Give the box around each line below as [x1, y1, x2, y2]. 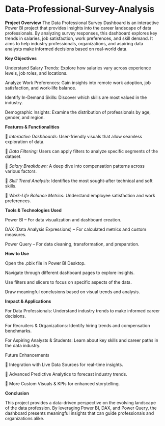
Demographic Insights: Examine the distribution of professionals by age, [5, 109, 151, 115]
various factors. [5, 168, 37, 174]
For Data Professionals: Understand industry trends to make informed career [5, 307, 160, 313]
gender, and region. [5, 114, 45, 120]
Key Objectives [5, 55, 37, 61]
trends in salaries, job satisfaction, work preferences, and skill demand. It [5, 35, 153, 41]
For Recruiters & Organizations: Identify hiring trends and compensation [5, 322, 150, 328]
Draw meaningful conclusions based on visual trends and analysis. [5, 289, 140, 295]
